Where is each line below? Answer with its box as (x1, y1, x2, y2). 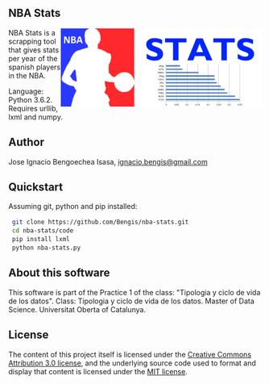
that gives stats (8, 44, 60, 55)
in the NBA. (8, 70, 46, 80)
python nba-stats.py (11, 244, 81, 253)
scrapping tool (8, 36, 56, 46)
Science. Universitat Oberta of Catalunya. (8, 304, 147, 314)
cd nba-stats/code (11, 227, 74, 235)
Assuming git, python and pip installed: (8, 202, 138, 211)
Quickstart (8, 181, 64, 194)
